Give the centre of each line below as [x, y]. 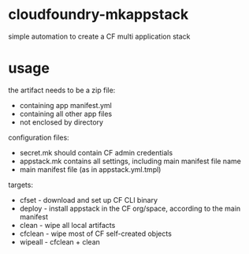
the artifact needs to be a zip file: [62, 90]
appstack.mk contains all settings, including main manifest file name [130, 161]
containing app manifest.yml [66, 105]
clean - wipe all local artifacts [67, 225]
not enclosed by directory [61, 122]
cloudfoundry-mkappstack [98, 15]
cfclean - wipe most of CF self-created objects [95, 233]
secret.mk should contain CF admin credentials [96, 152]
